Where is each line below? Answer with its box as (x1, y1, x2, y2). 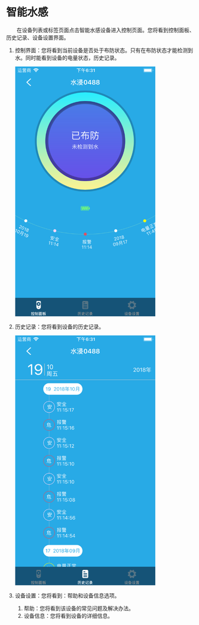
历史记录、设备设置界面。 (6, 34, 69, 41)
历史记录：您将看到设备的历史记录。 (14, 323, 105, 330)
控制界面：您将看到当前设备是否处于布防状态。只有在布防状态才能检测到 (14, 46, 193, 54)
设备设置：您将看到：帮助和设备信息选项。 (14, 591, 120, 599)
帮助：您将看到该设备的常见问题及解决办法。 (23, 605, 134, 612)
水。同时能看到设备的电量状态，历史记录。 (14, 54, 120, 61)
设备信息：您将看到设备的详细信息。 (23, 612, 114, 619)
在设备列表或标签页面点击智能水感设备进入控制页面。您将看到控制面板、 (17, 26, 195, 34)
